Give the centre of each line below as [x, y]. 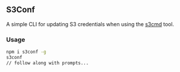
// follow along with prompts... [48, 63]
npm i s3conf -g [26, 52]
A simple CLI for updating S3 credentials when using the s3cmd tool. [90, 24]
